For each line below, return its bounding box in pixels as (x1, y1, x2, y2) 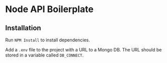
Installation (5, 24, 41, 32)
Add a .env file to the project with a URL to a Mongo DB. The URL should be (5, 47, 162, 52)
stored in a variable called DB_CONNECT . (5, 52, 84, 58)
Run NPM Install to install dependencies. (5, 37, 90, 43)
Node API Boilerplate (5, 4, 94, 15)
